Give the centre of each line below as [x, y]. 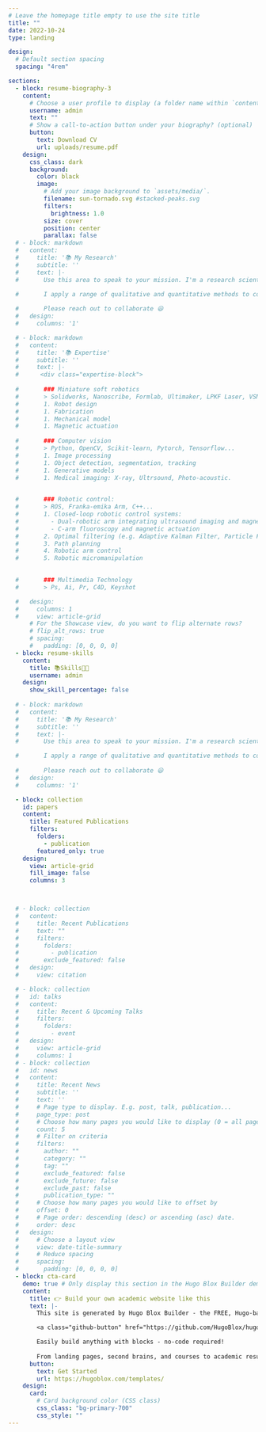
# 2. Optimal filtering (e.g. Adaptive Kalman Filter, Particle [134, 536]
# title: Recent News [58, 1085]
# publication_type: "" [65, 1196]
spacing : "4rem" [42, 67]
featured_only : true [70, 851]
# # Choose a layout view [65, 1240]
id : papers [40, 807]
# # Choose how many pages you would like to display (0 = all [129, 1122]
